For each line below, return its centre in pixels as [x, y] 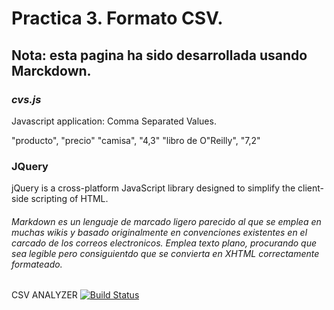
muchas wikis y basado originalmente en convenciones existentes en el [159, 232]
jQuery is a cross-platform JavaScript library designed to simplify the [153, 188]
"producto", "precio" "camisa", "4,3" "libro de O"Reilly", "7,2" [136, 140]
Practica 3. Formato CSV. [117, 18]
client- [310, 188]
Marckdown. [51, 70]
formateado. [37, 264]
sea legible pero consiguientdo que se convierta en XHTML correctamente [165, 253]
